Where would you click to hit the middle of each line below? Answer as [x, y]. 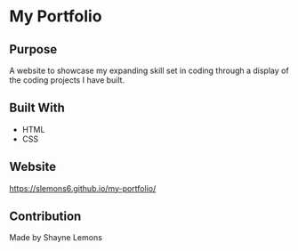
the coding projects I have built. [67, 80]
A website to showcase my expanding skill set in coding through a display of [149, 70]
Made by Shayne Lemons [56, 238]
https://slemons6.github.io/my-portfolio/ [83, 188]
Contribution [45, 217]
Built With [37, 108]
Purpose [33, 49]
